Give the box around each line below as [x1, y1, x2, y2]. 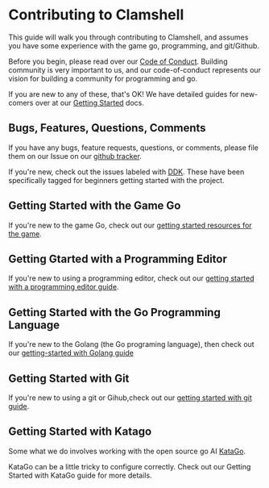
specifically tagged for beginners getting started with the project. [8, 175, 225, 185]
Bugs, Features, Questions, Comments [8, 121, 207, 135]
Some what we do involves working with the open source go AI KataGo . [8, 446, 246, 456]
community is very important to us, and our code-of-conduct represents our [8, 65, 262, 74]
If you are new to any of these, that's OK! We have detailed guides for [8, 89, 239, 98]
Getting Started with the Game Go [8, 199, 181, 213]
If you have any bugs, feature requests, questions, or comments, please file [8, 143, 259, 152]
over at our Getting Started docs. [35, 98, 145, 107]
